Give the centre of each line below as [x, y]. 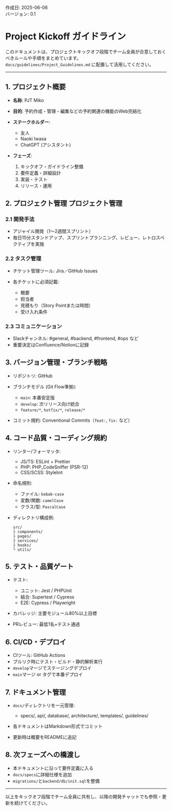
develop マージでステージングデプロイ [52, 668]
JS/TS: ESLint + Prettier [45, 461]
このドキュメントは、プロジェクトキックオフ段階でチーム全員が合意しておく [86, 51]
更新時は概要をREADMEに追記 [45, 737]
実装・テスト [34, 179]
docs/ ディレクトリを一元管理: [44, 706]
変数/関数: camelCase [42, 500]
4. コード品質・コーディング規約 [56, 438]
